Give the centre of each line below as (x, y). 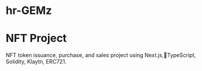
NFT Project (37, 39)
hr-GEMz (29, 11)
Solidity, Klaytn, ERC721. (36, 62)
